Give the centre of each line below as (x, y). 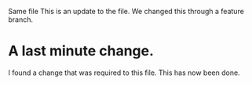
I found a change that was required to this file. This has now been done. (124, 73)
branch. (21, 19)
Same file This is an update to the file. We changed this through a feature (126, 11)
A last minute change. (81, 51)
